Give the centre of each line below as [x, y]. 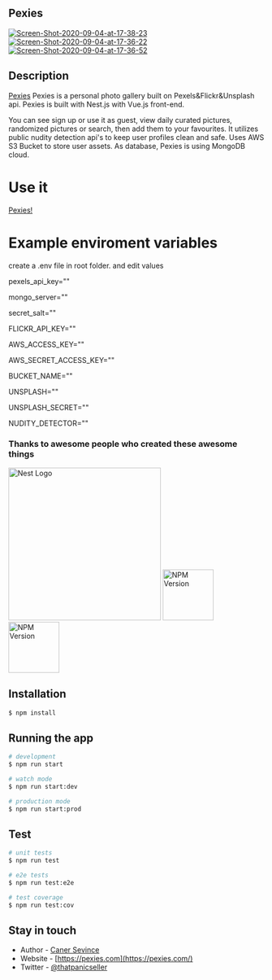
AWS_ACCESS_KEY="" [47, 344]
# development [32, 757]
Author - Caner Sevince [60, 950]
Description [39, 76]
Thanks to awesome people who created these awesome [123, 444]
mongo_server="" [38, 297]
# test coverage [36, 897]
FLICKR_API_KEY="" [42, 328]
